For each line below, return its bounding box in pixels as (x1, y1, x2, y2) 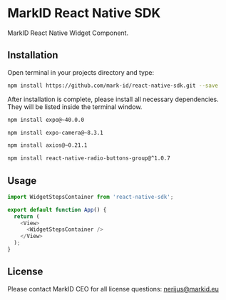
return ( (14, 212, 40, 220)
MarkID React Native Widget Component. (7, 29, 129, 37)
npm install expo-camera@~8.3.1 (7, 129, 103, 136)
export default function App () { (7, 206, 107, 213)
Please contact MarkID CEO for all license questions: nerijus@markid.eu (7, 284, 220, 293)
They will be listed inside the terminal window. (7, 102, 143, 111)
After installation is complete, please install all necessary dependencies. (7, 95, 219, 103)
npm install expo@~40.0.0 (7, 116, 84, 123)
